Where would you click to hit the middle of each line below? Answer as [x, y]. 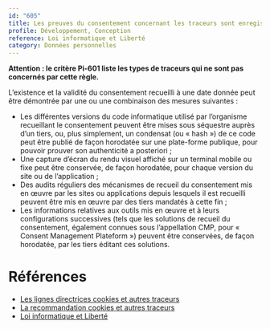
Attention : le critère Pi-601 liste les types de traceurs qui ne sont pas [126, 68]
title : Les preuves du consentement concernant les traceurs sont [122, 23]
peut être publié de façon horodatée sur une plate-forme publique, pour [139, 142]
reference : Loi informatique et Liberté [77, 38]
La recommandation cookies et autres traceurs [97, 308]
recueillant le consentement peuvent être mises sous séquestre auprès [137, 125]
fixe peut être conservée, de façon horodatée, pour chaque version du [136, 168]
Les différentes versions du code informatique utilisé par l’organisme [133, 116]
